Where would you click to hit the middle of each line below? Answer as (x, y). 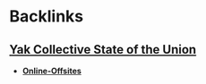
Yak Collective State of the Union (103, 50)
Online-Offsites (52, 71)
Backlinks (47, 17)
